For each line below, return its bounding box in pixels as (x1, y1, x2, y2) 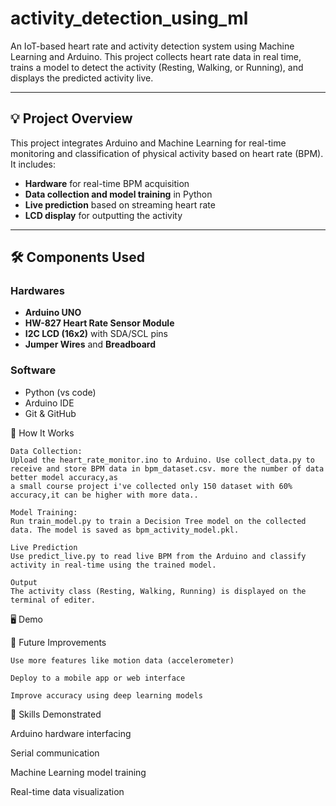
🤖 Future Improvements (10, 636, 107, 648)
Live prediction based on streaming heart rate (24, 198, 216, 211)
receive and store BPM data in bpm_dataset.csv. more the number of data (10, 463, 325, 474)
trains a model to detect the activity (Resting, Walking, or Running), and (10, 61, 304, 73)
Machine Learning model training (10, 766, 147, 778)
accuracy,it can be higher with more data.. (10, 490, 199, 500)
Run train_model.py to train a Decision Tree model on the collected (10, 516, 307, 526)
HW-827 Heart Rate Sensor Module (24, 317, 175, 329)
